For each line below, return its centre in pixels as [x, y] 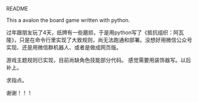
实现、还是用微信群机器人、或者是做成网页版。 [64, 47]
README [17, 9]
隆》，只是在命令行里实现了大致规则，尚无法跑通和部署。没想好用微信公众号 [99, 40]
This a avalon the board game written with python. [68, 20]
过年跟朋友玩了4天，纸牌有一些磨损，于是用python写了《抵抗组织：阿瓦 [95, 33]
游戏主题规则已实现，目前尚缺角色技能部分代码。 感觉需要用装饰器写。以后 [99, 60]
